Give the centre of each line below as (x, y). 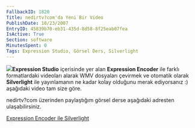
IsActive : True (25, 34)
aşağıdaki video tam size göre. (44, 88)
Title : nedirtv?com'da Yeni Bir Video (55, 18)
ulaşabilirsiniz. (24, 106)
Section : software (29, 40)
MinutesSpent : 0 (26, 46)
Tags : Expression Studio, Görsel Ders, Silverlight (72, 51)
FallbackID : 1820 (28, 12)
